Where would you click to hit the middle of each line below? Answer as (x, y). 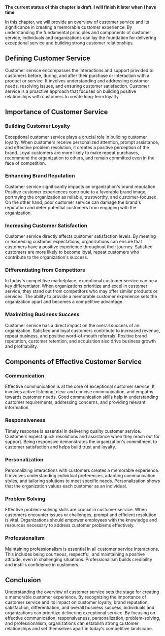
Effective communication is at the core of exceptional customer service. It (80, 386)
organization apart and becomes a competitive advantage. (65, 302)
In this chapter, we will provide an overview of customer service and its (77, 22)
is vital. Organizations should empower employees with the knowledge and (81, 520)
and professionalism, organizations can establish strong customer (72, 623)
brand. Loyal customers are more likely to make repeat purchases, (72, 152)
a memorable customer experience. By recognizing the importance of (76, 597)
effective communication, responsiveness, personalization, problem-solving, (83, 618)
